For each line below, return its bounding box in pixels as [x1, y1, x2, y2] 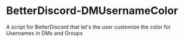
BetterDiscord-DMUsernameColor [6, 4, 178, 17]
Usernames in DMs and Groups [6, 29, 83, 36]
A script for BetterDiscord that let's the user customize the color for [6, 23, 171, 30]
